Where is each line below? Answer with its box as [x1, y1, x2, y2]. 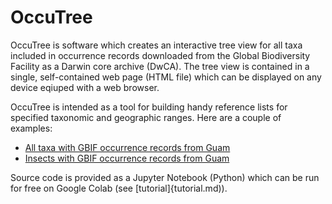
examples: [10, 122, 53, 134]
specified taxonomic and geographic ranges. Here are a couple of [10, 111, 282, 123]
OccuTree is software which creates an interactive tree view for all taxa [10, 39, 303, 51]
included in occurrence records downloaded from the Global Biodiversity [10, 49, 311, 61]
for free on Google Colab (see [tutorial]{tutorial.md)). [10, 182, 228, 194]
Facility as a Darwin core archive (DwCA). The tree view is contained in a [10, 60, 310, 72]
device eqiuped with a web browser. [10, 81, 160, 93]
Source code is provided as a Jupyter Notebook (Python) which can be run [10, 171, 320, 183]
